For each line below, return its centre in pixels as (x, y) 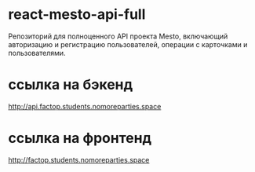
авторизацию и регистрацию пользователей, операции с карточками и (128, 44)
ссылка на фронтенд (80, 138)
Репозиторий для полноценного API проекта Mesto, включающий (118, 36)
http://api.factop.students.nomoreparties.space (85, 106)
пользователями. (37, 53)
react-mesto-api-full (77, 15)
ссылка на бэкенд (71, 85)
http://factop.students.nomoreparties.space (79, 159)
